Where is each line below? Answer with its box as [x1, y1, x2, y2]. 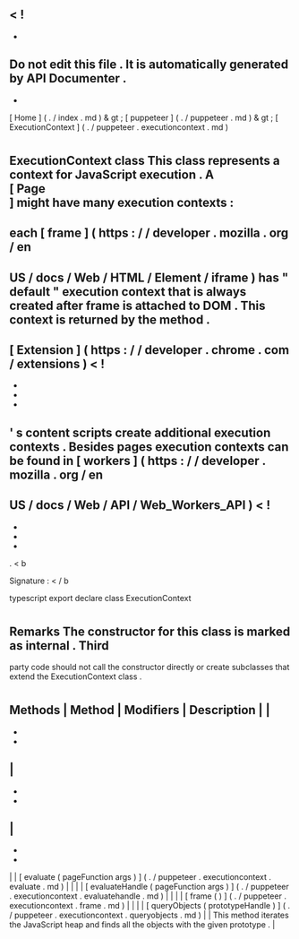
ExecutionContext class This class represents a [9, 152, 280, 168]
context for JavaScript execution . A [9, 167, 215, 182]
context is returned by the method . [9, 312, 210, 327]
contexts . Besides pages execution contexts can [9, 439, 289, 454]
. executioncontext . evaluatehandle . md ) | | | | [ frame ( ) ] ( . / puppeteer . [9, 891, 286, 901]
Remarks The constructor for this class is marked [9, 624, 291, 639]
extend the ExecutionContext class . [9, 671, 142, 682]
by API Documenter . [9, 71, 127, 86]
